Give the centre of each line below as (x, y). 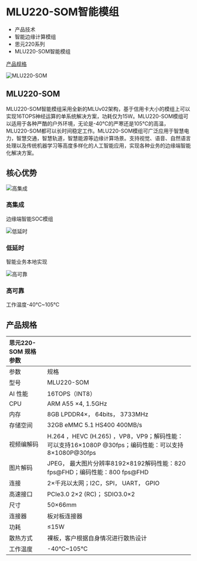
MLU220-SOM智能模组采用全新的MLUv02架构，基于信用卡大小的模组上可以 (98, 108)
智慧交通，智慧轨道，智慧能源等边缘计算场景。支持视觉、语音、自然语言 (103, 138)
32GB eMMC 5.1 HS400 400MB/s (95, 425)
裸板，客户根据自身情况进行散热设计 (97, 538)
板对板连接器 (65, 516)
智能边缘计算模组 (35, 36)
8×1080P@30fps (72, 453)
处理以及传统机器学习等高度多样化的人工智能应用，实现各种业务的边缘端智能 (98, 145)
